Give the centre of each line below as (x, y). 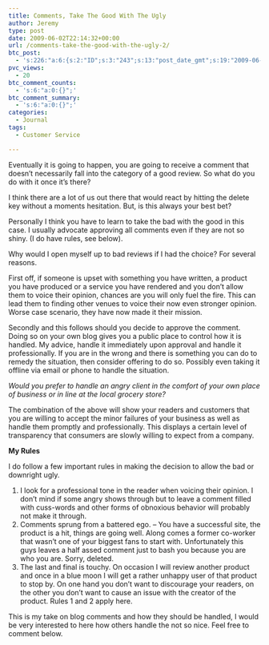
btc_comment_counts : (43, 83)
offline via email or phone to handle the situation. (89, 370)
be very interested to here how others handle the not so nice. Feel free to (129, 625)
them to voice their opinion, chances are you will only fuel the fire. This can (132, 295)
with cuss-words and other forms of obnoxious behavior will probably (135, 507)
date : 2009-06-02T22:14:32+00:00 (64, 38)
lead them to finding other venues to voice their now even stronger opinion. (132, 303)
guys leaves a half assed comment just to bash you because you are (133, 550)
